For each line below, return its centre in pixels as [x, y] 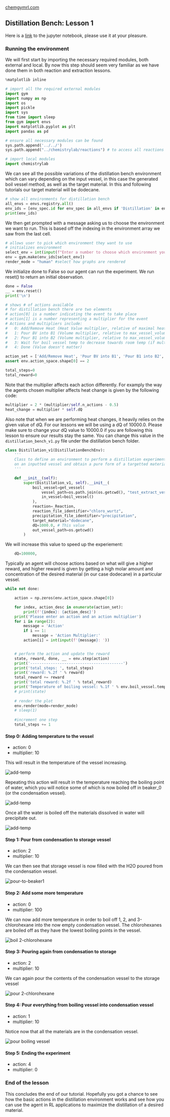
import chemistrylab [27, 164]
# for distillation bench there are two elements [59, 310]
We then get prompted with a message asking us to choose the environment [85, 223]
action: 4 [22, 1064]
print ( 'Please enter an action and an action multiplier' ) [78, 617]
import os [16, 103]
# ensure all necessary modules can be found [54, 141]
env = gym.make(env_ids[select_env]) [45, 257]
